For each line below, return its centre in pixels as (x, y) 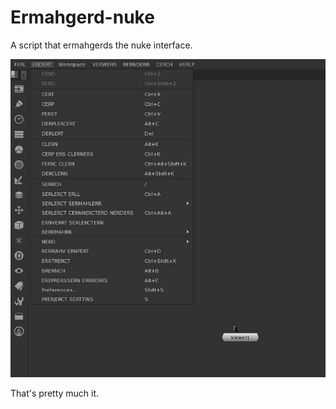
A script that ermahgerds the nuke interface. (101, 45)
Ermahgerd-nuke (82, 17)
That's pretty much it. (55, 393)
